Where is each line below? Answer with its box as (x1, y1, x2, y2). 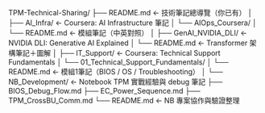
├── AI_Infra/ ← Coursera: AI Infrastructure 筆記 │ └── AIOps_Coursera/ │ (8, 18, 258, 27)
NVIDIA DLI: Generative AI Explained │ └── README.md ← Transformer (8, 38, 248, 48)
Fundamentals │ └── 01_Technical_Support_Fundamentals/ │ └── (8, 57, 229, 67)
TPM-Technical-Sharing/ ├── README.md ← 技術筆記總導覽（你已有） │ (8, 8, 253, 17)
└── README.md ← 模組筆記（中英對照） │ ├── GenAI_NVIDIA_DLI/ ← (8, 28, 247, 37)
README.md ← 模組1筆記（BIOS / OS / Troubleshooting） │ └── (8, 67, 223, 76)
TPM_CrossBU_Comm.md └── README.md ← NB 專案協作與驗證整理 (8, 96, 240, 105)
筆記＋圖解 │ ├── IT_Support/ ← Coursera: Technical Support (14, 48, 221, 57)
